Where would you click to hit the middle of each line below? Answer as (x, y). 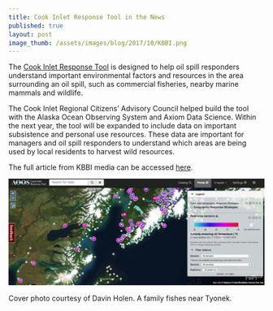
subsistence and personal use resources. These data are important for (126, 135)
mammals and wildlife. (46, 93)
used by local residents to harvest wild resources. (92, 152)
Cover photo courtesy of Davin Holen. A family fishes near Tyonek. (120, 298)
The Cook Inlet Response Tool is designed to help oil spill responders (124, 67)
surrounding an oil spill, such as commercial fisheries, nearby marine (124, 84)
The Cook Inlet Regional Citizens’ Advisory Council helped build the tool (129, 109)
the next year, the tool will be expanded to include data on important (123, 126)
